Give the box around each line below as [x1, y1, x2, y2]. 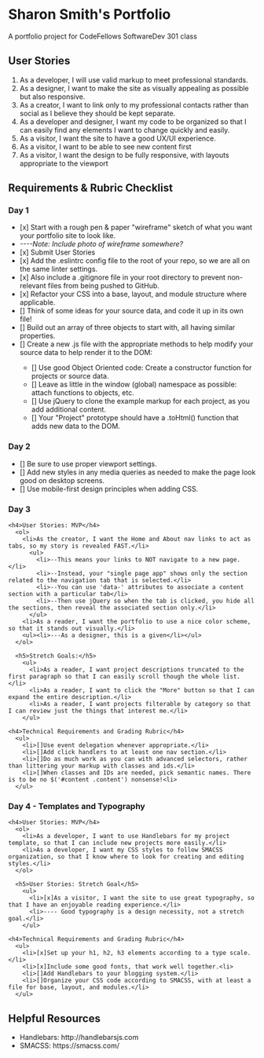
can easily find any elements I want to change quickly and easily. [19, 125, 230, 134]
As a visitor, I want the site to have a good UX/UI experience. [19, 134, 216, 143]
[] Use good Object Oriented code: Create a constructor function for [31, 363, 252, 372]
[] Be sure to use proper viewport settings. [19, 459, 157, 468]
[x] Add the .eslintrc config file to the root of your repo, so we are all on [19, 256, 250, 265]
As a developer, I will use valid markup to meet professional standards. [19, 75, 249, 84]
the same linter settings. [19, 265, 98, 274]
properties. [19, 331, 56, 341]
